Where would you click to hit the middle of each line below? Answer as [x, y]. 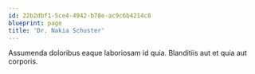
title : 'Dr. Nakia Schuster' [57, 30]
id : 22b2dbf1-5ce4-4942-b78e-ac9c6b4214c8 [80, 16]
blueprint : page [35, 23]
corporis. [23, 61]
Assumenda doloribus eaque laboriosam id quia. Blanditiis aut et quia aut [127, 53]
